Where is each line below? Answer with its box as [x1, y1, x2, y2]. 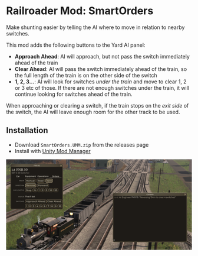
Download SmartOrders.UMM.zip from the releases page [14, 141, 149, 148]
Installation [6, 125, 48, 135]
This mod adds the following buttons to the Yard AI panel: [6, 41, 146, 48]
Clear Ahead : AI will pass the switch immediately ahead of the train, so [14, 65, 187, 72]
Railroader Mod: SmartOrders [6, 4, 154, 18]
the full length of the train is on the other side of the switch [14, 72, 157, 79]
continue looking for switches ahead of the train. [14, 90, 133, 98]
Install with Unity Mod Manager [14, 147, 91, 154]
